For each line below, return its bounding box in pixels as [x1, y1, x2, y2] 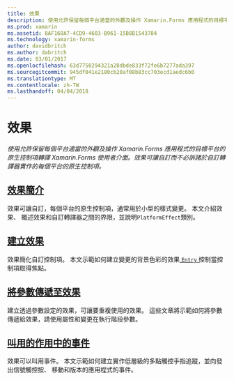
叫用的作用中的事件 [7, 337, 90, 349]
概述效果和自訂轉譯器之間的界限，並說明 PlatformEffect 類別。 [20, 213, 200, 221]
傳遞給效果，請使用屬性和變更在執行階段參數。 [7, 314, 141, 323]
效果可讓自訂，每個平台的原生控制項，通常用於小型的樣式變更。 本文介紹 [7, 204, 217, 213]
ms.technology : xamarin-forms [7, 36, 95, 43]
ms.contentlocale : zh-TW [7, 82, 79, 89]
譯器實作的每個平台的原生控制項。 [7, 162, 105, 171]
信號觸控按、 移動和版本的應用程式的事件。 [13, 365, 137, 374]
